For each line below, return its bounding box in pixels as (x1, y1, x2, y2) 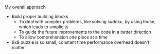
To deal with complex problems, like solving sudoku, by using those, (18, 19, 156, 24)
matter (11, 45, 25, 50)
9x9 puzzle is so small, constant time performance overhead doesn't (11, 39, 150, 45)
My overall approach (4, 4, 46, 10)
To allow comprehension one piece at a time (18, 34, 108, 40)
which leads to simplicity (18, 24, 69, 30)
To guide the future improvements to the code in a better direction (18, 29, 151, 35)
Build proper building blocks (11, 14, 69, 19)
